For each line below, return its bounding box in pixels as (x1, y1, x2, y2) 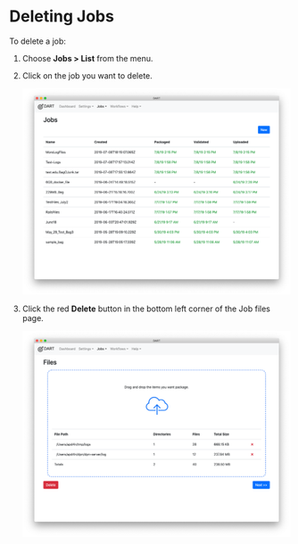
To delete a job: (9, 36, 67, 46)
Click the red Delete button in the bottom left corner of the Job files (21, 303, 270, 314)
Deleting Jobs (9, 6, 114, 27)
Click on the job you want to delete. (21, 70, 153, 81)
